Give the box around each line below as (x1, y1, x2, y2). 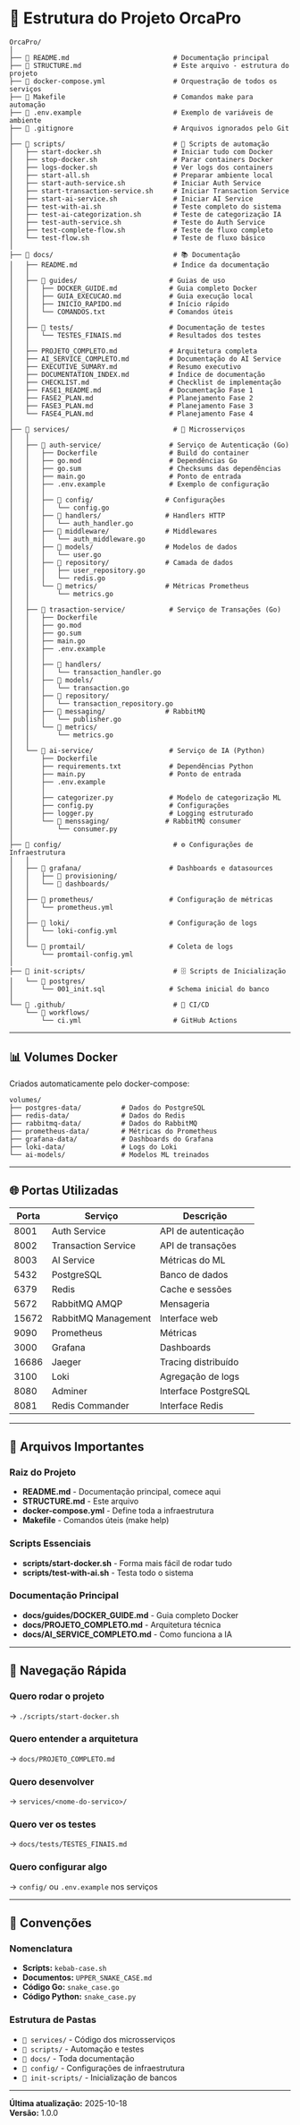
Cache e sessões (159, 1282, 232, 1295)
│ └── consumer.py (9, 824, 118, 834)
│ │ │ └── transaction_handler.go (9, 667, 162, 677)
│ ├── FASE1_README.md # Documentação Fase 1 (9, 385, 254, 395)
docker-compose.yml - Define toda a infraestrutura (21, 1505, 214, 1516)
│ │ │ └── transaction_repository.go (9, 698, 174, 708)
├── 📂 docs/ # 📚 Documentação (9, 250, 241, 259)
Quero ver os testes (9, 1818, 96, 1830)
